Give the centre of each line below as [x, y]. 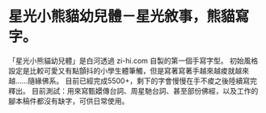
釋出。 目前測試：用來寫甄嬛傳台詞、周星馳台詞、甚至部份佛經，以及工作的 [133, 90]
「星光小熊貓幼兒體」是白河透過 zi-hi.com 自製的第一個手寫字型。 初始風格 [133, 61]
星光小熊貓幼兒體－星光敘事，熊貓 [122, 17]
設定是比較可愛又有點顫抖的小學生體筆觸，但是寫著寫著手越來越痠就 [122, 70]
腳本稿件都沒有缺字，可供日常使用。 [69, 101]
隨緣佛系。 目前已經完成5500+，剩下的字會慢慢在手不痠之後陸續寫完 [142, 81]
